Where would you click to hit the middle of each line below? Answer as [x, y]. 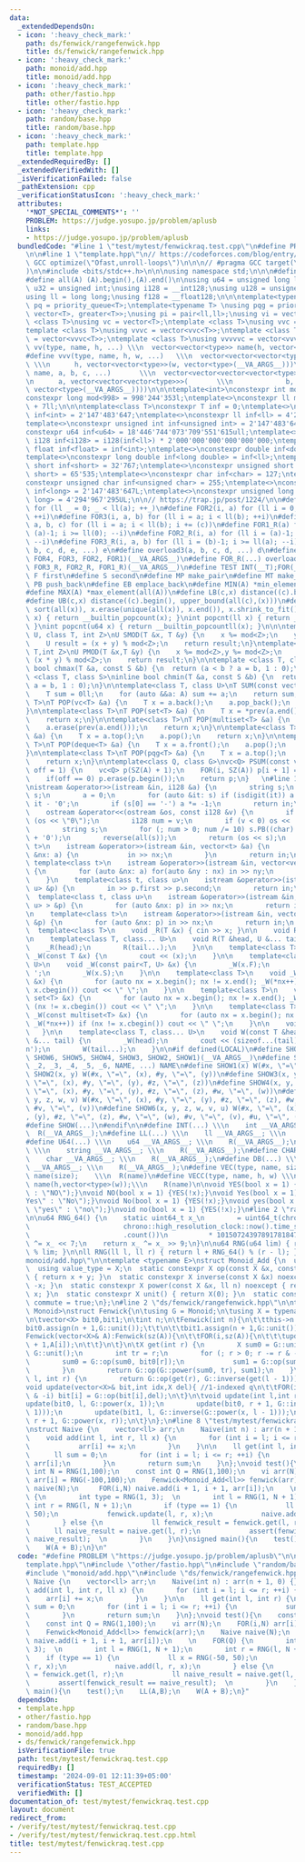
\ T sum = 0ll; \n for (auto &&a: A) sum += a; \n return [152, 694]
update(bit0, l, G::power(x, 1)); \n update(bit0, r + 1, [150, 1404]
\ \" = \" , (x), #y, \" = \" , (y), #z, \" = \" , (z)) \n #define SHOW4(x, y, [160, 1083]
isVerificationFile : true [67, 1751]
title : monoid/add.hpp [69, 77]
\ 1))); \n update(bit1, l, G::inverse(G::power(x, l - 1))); [158, 1413]
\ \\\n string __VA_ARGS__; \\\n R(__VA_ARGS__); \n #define [152, 1151]
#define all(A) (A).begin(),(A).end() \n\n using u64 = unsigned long [158, 280]
